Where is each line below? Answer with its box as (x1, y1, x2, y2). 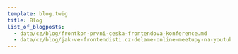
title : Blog (7, 17, 42, 24)
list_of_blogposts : (7, 23, 65, 30)
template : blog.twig (7, 10, 69, 18)
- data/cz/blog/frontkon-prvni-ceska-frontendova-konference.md (13, 29, 208, 37)
